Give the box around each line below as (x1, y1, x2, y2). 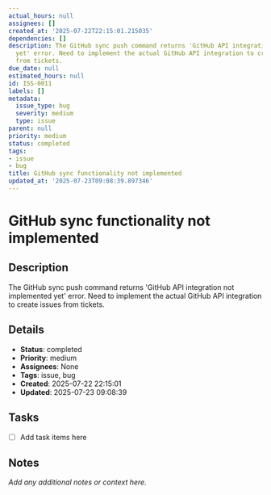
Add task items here (19, 432, 87, 442)
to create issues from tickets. (8, 300, 105, 309)
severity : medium (15, 110, 74, 118)
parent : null (8, 124, 52, 132)
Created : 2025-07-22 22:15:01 (19, 379, 123, 388)
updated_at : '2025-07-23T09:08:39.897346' (8, 177, 153, 186)
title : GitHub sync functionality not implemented (8, 170, 182, 178)
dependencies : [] (8, 34, 67, 43)
